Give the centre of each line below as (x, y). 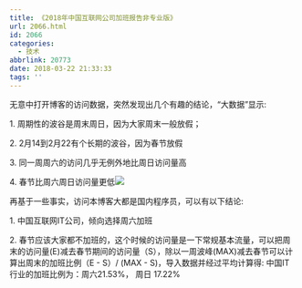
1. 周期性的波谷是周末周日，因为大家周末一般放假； (105, 123)
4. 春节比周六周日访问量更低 (62, 181)
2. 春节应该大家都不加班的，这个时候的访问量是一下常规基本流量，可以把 (146, 240)
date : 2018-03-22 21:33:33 (61, 69)
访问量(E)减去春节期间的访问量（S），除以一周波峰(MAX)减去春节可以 (155, 251)
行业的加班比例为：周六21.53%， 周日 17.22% (95, 273)
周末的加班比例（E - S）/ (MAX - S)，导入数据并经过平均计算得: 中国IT (157, 262)
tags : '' (26, 77)
